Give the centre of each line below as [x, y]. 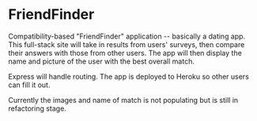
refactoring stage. [38, 108]
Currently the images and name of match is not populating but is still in [123, 100]
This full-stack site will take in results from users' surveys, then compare [127, 44]
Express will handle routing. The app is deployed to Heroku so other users [128, 76]
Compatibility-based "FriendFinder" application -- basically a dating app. [127, 36]
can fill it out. [29, 85]
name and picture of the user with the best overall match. [102, 61]
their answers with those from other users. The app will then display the [125, 53]
